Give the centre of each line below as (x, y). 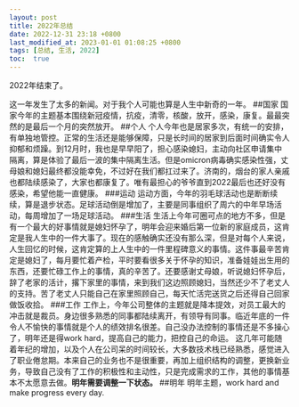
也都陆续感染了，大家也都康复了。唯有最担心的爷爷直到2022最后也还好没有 (148, 182)
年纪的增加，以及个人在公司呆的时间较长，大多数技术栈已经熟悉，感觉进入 (153, 349)
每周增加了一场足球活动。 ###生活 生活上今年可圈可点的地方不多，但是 (155, 216)
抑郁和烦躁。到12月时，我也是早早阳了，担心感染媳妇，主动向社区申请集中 (146, 149)
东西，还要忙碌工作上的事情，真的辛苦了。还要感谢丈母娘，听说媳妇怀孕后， (149, 271)
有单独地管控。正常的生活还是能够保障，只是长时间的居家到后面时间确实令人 (149, 138)
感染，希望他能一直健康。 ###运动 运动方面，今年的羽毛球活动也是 (132, 193)
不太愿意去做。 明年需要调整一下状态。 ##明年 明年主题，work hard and (148, 383)
